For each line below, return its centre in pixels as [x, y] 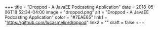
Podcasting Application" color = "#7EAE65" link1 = [56, 17]
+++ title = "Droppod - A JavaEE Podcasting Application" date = [70, 7]
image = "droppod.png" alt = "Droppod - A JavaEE [97, 12]
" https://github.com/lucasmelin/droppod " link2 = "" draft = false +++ [75, 22]
